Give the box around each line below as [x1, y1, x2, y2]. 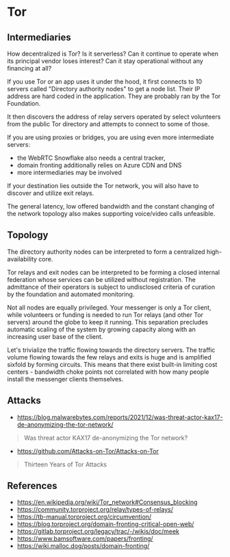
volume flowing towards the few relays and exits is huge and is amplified [7, 353, 212, 361]
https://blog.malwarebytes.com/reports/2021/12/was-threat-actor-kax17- [16, 413, 223, 421]
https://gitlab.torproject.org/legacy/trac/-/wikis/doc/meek [16, 528, 180, 536]
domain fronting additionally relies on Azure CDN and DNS [16, 161, 182, 169]
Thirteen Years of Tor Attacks [23, 460, 107, 469]
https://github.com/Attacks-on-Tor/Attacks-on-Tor [16, 447, 159, 455]
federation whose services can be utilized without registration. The [7, 275, 196, 283]
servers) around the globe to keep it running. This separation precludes [7, 318, 209, 326]
